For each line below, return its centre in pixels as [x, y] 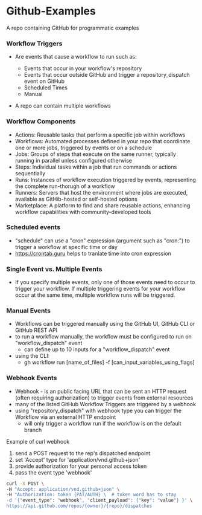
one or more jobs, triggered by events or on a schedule [84, 147]
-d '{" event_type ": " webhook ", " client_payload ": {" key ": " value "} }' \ [99, 500]
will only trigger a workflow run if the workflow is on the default [103, 423]
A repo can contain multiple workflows [63, 106]
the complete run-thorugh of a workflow [65, 186]
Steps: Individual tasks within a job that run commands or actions [96, 167]
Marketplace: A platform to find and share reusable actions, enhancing [103, 205]
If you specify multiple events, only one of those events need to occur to [105, 282]
